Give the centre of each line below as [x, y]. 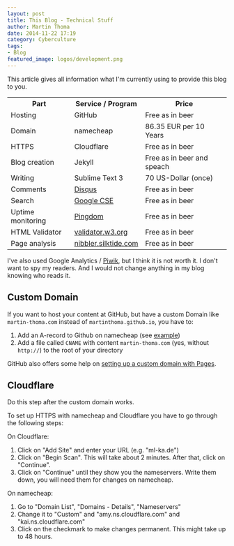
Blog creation [32, 162]
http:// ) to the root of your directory [70, 350]
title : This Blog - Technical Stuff [60, 20]
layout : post [26, 14]
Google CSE [94, 200]
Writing [23, 177]
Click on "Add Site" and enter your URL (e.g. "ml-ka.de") [98, 450]
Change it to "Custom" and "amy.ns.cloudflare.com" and [98, 515]
